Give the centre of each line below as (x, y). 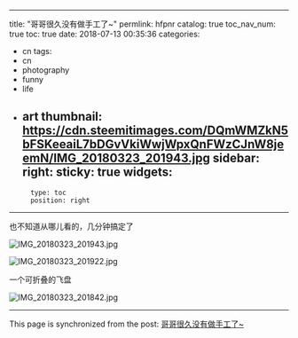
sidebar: (236, 158)
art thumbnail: (62, 117)
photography (46, 70)
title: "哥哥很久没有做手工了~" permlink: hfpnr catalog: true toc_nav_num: (143, 24)
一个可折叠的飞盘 (40, 279)
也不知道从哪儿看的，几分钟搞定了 (71, 226)
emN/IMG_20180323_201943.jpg (116, 158)
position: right (60, 200)
